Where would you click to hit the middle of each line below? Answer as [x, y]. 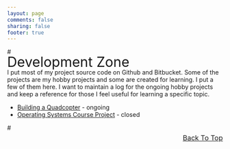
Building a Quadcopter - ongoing [63, 107]
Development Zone [68, 62]
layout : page [26, 13]
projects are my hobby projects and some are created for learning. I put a [110, 80]
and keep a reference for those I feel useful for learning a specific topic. [108, 94]
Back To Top [203, 138]
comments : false [30, 20]
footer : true [26, 32]
